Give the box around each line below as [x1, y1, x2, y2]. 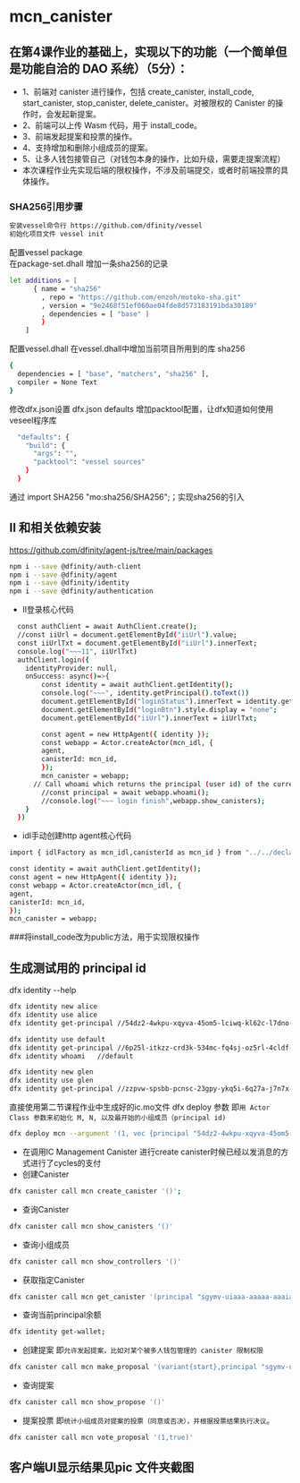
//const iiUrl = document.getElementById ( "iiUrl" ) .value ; [17, 630, 238, 639]
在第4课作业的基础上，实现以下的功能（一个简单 [9, 44, 276, 59]
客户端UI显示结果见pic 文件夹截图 [9, 1460, 195, 1475]
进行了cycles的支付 [29, 1157, 102, 1168]
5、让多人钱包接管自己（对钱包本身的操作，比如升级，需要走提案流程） [21, 154, 286, 164]
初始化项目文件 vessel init [9, 230, 104, 239]
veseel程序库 [9, 415, 57, 425]
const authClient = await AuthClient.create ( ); [17, 622, 198, 631]
